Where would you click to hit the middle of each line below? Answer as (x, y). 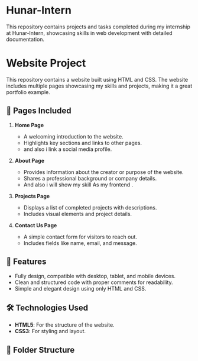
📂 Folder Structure (40, 350)
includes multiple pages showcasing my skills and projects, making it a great (99, 86)
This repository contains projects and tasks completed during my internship (98, 27)
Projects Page (32, 196)
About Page (30, 160)
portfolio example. (28, 92)
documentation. (25, 39)
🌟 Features (26, 262)
